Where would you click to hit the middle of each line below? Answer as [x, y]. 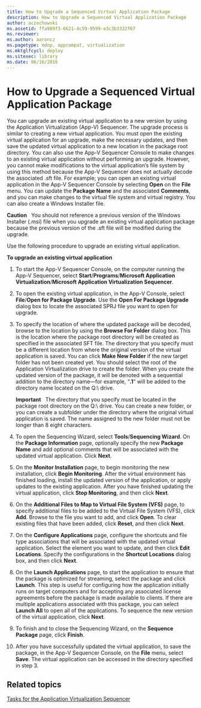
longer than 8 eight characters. [54, 425]
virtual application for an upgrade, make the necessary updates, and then [97, 140]
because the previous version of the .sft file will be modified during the [94, 228]
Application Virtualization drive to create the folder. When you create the [104, 369]
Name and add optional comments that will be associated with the [97, 450]
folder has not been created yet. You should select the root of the [96, 363]
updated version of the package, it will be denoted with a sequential [99, 375]
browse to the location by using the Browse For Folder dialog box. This [103, 331]
